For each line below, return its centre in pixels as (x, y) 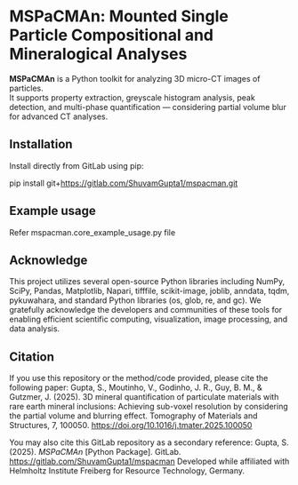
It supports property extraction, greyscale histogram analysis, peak (132, 97)
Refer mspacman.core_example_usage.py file (93, 232)
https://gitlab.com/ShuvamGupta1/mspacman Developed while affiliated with (149, 461)
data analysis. (35, 329)
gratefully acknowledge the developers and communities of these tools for (146, 310)
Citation (32, 357)
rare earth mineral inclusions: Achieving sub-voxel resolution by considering (149, 407)
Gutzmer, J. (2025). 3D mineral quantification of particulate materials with (144, 397)
